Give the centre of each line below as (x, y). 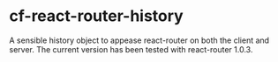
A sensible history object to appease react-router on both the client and (139, 40)
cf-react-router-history (96, 16)
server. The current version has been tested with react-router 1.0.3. (131, 49)
